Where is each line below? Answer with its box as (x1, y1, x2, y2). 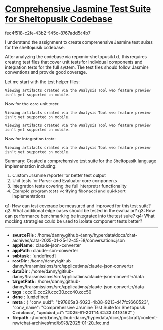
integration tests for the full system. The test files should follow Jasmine (5, 64, 149, 70)
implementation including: (5, 163, 57, 169)
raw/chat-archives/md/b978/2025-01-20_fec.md (12, 320, 110, 326)
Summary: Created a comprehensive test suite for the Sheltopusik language (5, 158, 157, 164)
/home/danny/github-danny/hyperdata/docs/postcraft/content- (32, 314, 158, 320)
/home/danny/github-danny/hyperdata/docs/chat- (37, 232, 138, 238)
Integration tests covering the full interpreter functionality (12, 183, 127, 189)
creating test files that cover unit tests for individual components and (5, 59, 143, 65)
